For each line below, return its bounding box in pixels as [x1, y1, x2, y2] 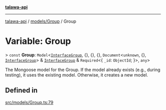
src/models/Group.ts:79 [5, 99, 53, 105]
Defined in [5, 86, 38, 95]
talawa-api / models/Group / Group [5, 18, 77, 24]
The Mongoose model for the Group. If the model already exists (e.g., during [5, 67, 161, 73]
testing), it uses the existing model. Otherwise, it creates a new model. [5, 72, 148, 78]
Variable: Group [5, 36, 71, 47]
